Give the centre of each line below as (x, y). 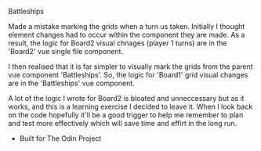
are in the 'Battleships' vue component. (71, 83)
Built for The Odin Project (60, 138)
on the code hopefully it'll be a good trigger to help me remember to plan (126, 115)
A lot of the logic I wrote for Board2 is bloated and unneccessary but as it (126, 98)
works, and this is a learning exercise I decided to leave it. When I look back (130, 106)
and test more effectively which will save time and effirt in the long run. (123, 123)
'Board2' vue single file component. (66, 51)
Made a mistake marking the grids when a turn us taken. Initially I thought (127, 26)
